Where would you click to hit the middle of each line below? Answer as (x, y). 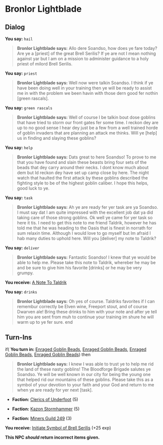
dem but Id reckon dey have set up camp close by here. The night (83, 173)
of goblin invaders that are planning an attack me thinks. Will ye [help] (87, 133)
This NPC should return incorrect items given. (52, 437)
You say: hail (19, 39)
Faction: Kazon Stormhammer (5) (46, 409)
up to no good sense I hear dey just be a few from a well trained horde (87, 128)
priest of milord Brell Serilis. (45, 64)
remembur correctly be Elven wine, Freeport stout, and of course (82, 306)
